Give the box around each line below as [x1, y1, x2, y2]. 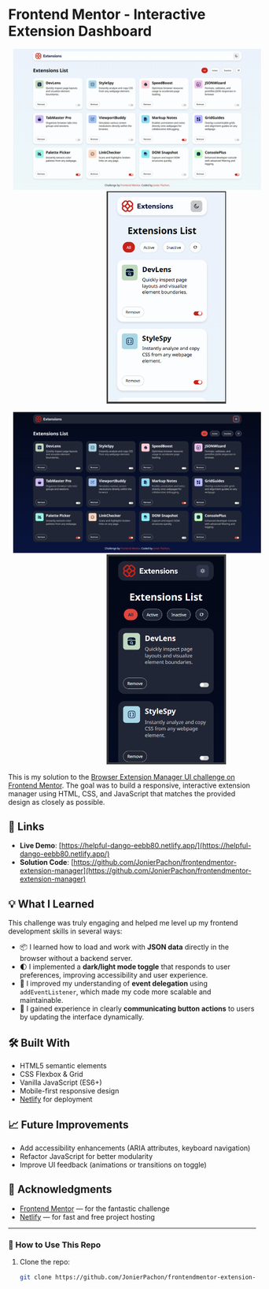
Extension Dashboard [8, 22, 152, 40]
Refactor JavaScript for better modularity [19, 1151, 153, 1160]
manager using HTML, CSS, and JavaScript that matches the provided [8, 788, 236, 798]
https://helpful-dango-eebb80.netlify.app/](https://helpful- [61, 841, 252, 851]
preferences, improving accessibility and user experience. [19, 970, 208, 980]
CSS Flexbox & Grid [19, 1069, 84, 1079]
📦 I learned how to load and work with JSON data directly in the [19, 942, 230, 952]
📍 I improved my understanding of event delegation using [19, 979, 208, 989]
